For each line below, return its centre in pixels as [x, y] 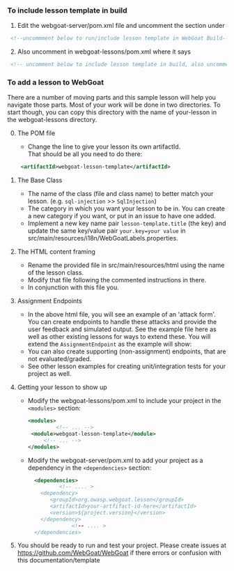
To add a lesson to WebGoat [56, 82]
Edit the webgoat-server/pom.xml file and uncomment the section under [121, 26]
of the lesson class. [56, 273]
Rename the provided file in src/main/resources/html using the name [126, 265]
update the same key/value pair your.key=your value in [107, 231]
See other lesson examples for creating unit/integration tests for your [127, 366]
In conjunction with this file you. [73, 287]
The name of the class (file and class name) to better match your [120, 194]
